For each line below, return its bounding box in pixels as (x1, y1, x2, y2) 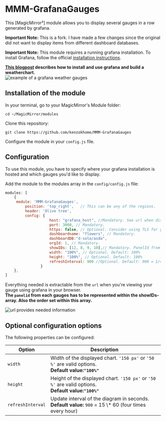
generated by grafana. (5, 25, 51, 31)
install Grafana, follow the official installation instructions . (5, 54, 122, 60)
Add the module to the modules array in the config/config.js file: (5, 181, 139, 187)
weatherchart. (5, 69, 36, 75)
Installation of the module (5, 89, 85, 97)
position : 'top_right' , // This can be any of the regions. (25, 204, 156, 209)
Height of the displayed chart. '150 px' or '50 (50, 375, 156, 382)
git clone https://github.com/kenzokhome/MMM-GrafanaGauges (5, 130, 132, 135)
